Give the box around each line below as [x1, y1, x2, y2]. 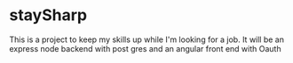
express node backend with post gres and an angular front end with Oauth [9, 43, 281, 53]
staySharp [9, 5, 87, 25]
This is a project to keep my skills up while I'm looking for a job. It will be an [9, 34, 285, 45]
